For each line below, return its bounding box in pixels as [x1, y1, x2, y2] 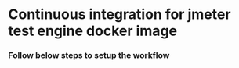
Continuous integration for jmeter [8, 5, 231, 23]
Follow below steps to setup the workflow [8, 50, 170, 61]
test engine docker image [8, 22, 178, 40]
